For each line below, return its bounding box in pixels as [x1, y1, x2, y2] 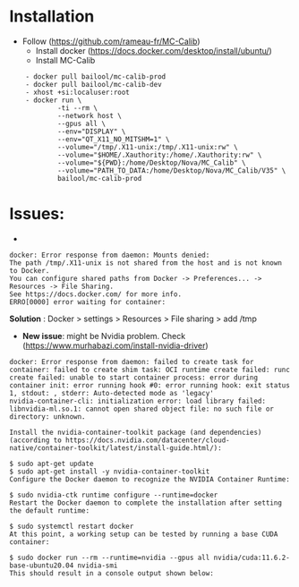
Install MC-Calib [35, 55, 96, 65]
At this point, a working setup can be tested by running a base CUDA [9, 530, 278, 539]
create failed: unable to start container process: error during [9, 373, 258, 382]
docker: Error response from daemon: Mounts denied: [9, 251, 210, 259]
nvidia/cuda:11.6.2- [213, 553, 291, 562]
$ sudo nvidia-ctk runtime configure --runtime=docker [9, 490, 218, 499]
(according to [9, 436, 63, 445]
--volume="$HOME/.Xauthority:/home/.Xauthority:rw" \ [56, 150, 262, 159]
